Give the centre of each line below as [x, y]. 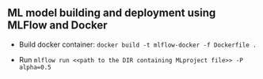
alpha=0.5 [35, 67]
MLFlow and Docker [57, 26]
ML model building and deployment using [112, 13]
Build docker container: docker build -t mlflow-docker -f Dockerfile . [137, 44]
